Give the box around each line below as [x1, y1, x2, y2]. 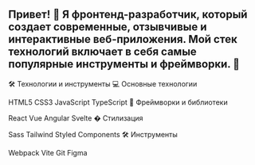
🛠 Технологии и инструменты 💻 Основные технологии [8, 79, 198, 88]
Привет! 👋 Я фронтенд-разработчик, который [8, 8, 248, 21]
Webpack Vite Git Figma [8, 148, 88, 157]
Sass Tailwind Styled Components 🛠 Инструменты [8, 129, 178, 139]
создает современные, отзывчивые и [8, 21, 207, 34]
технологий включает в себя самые [8, 45, 197, 59]
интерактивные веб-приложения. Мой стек [8, 33, 237, 46]
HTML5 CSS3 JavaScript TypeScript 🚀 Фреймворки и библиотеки [8, 97, 229, 107]
